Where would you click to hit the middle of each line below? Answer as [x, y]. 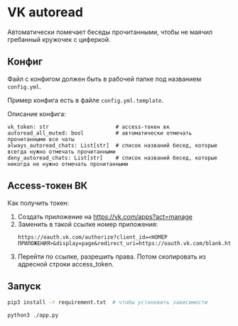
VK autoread [45, 12]
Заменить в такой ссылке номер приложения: [88, 224]
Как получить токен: [38, 203]
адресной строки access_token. [66, 264]
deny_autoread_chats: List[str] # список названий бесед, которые [113, 158]
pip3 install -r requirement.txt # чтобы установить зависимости [108, 303]
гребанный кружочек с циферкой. [59, 39]
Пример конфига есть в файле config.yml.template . [86, 100]
